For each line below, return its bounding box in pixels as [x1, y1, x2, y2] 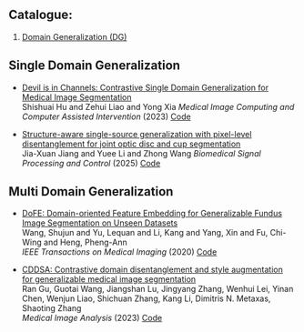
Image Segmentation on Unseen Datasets [21, 217, 178, 228]
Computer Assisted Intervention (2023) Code [21, 111, 192, 122]
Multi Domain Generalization [8, 184, 174, 199]
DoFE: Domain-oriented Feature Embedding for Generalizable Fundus [21, 208, 283, 219]
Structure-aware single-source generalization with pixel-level [21, 128, 252, 139]
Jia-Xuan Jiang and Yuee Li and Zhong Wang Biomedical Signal [21, 147, 261, 158]
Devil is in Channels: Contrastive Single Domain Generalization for [21, 82, 269, 93]
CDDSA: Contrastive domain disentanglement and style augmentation [21, 264, 283, 276]
